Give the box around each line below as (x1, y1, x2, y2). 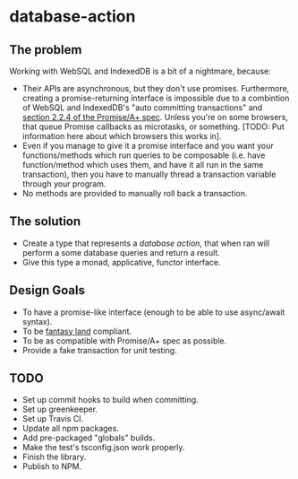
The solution (9, 213, 81, 230)
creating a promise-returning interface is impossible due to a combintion (21, 92, 290, 103)
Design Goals (9, 283, 85, 298)
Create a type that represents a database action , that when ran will (21, 238, 270, 248)
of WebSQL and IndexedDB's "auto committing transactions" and (21, 102, 263, 113)
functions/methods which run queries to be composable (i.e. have (21, 150, 266, 161)
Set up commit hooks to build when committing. (21, 395, 199, 405)
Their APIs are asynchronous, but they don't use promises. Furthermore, (21, 83, 290, 93)
